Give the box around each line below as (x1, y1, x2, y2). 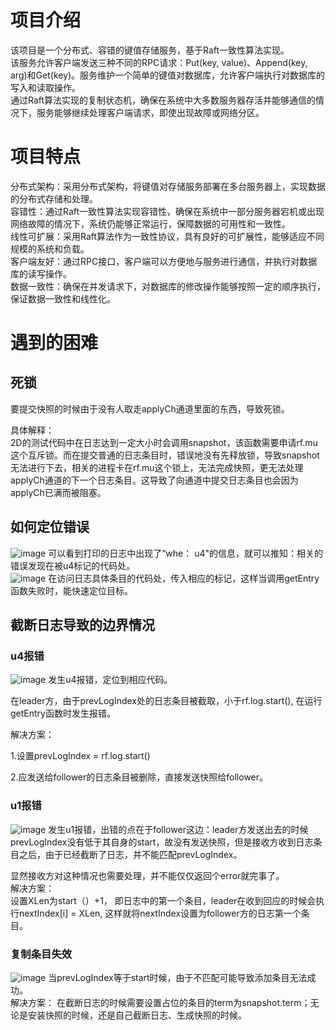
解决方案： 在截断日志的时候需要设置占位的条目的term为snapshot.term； (10, 996, 311, 1008)
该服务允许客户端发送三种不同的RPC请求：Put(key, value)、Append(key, (10, 56, 308, 68)
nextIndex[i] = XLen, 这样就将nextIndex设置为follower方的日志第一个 (18, 907, 302, 919)
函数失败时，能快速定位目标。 (10, 584, 133, 596)
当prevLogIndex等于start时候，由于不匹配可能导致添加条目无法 (48, 971, 308, 983)
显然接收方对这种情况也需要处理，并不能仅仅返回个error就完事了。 (10, 869, 285, 881)
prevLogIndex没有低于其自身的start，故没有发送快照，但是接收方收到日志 (10, 836, 314, 848)
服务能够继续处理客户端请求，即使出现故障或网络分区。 (36, 106, 265, 118)
